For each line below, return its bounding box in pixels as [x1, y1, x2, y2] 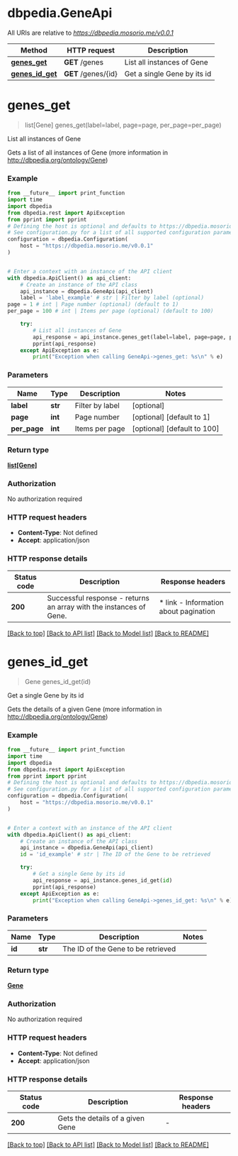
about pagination [159, 606, 216, 616]
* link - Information [159, 598, 225, 607]
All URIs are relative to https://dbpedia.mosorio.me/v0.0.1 [7, 28, 174, 37]
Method [20, 45, 47, 55]
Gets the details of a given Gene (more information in [7, 705, 162, 713]
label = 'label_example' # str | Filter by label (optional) [20, 294, 204, 302]
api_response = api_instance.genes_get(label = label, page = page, [33, 334, 227, 341]
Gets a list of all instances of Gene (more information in [7, 148, 169, 157]
